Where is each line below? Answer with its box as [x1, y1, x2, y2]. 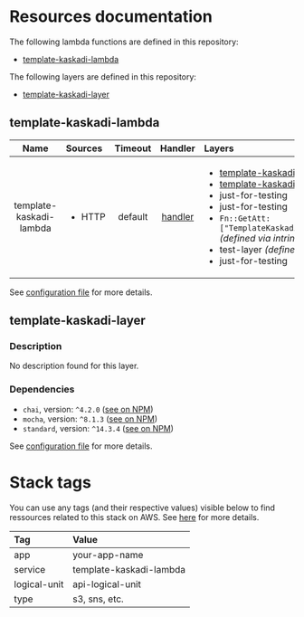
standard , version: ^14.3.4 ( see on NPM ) [22, 422, 175, 433]
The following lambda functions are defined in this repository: [9, 36, 239, 47]
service [14, 563, 46, 575]
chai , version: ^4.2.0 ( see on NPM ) [22, 403, 154, 414]
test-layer [219, 242, 262, 255]
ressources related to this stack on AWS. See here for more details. [9, 511, 260, 522]
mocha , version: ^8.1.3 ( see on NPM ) [22, 413, 158, 424]
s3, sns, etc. [71, 593, 124, 605]
